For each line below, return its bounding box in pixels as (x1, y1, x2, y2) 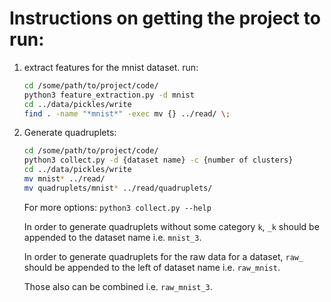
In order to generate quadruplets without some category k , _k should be (23, 220, 320, 232)
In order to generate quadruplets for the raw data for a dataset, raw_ (23, 250, 304, 262)
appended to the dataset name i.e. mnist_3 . (23, 231, 202, 243)
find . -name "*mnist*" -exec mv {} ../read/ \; (23, 108, 231, 119)
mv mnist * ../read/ (23, 174, 106, 184)
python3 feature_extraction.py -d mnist (23, 90, 195, 100)
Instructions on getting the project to (9, 7, 321, 30)
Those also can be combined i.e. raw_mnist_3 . (23, 280, 213, 292)
